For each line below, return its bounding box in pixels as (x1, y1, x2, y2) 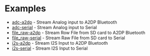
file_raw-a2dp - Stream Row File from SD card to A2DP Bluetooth (11, 29, 146, 35)
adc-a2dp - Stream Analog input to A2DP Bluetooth (11, 19, 117, 25)
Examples (4, 3, 46, 14)
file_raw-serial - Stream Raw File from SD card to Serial (11, 35, 125, 41)
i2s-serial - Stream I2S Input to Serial (11, 45, 88, 51)
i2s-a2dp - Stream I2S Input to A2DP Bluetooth (11, 40, 108, 46)
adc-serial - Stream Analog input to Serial (11, 24, 97, 30)
